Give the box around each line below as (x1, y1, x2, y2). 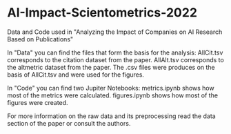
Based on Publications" (7, 35, 74, 43)
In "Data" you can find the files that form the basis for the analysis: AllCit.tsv (7, 48, 223, 57)
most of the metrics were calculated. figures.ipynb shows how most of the (7, 91, 219, 99)
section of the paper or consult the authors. (7, 119, 131, 127)
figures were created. (7, 98, 68, 106)
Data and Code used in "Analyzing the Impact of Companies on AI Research (7, 28, 223, 36)
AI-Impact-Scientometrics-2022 (7, 5, 198, 21)
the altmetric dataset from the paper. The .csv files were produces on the (7, 63, 215, 71)
